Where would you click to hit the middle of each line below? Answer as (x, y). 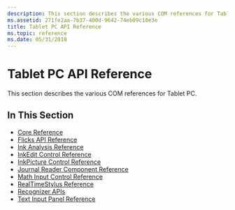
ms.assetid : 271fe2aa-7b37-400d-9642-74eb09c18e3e (83, 20)
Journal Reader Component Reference (73, 169)
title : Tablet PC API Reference (54, 27)
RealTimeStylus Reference (56, 184)
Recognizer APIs (41, 191)
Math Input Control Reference (60, 177)
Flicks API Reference (47, 140)
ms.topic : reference (37, 33)
